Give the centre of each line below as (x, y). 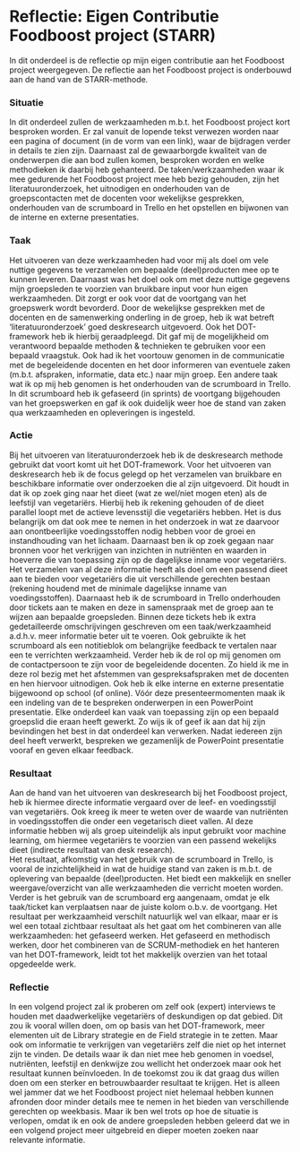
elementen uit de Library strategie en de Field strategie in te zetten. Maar (144, 1036)
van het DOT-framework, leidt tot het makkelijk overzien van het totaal (138, 955)
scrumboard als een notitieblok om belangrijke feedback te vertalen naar (143, 645)
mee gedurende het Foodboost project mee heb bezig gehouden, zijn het (144, 179)
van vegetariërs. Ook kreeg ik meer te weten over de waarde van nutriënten (149, 812)
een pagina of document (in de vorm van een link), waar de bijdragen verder (150, 142)
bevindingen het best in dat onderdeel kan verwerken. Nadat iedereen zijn (146, 731)
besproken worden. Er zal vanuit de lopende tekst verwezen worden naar (144, 132)
